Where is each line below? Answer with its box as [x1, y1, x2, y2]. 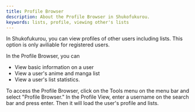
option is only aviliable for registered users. [6, 41, 110, 48]
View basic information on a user [14, 64, 94, 71]
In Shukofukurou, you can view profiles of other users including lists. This [6, 35, 183, 42]
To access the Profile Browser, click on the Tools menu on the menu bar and [6, 88, 190, 95]
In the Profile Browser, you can [6, 53, 80, 60]
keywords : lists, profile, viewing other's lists [6, 19, 130, 25]
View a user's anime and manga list [14, 70, 100, 77]
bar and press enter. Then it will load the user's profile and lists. [6, 100, 159, 107]
